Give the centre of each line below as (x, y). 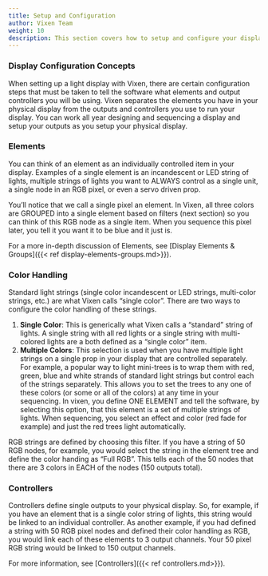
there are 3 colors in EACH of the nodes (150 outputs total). (106, 467)
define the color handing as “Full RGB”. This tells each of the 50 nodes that (131, 459)
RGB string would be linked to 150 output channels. (92, 548)
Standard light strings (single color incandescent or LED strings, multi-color (132, 292)
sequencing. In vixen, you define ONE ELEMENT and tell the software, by (140, 401)
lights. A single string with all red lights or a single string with (119, 333)
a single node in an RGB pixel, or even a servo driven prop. (104, 189)
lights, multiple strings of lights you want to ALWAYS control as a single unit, (133, 181)
